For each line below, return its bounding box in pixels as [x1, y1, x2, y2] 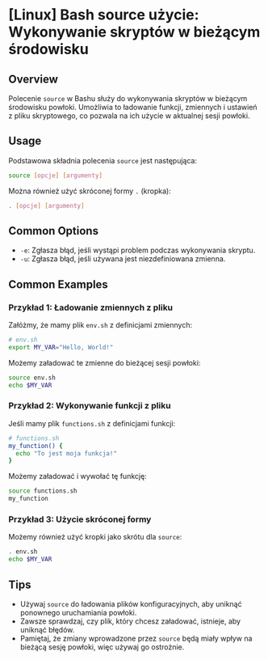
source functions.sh [8, 487, 78, 495]
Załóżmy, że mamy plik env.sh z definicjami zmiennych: [8, 320, 193, 330]
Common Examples [8, 277, 109, 291]
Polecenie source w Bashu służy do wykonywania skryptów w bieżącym [8, 94, 248, 103]
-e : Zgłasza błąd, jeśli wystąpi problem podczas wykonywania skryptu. [19, 245, 256, 256]
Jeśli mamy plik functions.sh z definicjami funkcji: [8, 418, 176, 428]
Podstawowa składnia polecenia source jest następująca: [8, 155, 198, 165]
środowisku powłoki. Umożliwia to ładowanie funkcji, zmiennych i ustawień [8, 103, 258, 112]
